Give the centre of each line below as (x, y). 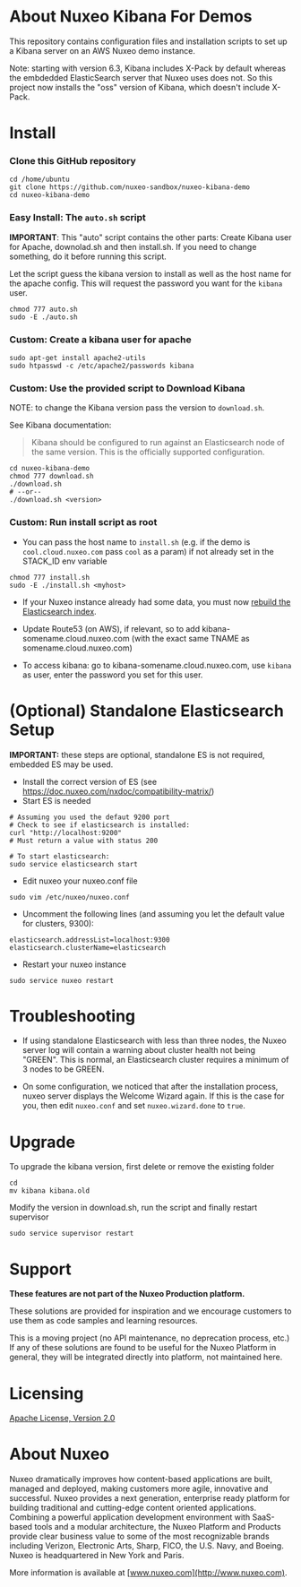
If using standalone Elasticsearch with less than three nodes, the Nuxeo (154, 1040)
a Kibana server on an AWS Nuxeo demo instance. (102, 50)
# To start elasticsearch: (60, 856)
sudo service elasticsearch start (74, 864)
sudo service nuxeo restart (62, 980)
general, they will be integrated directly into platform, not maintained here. (146, 1357)
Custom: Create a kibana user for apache (100, 340)
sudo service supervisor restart (72, 1234)
